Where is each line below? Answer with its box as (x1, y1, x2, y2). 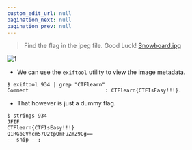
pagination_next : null (7, 16, 72, 23)
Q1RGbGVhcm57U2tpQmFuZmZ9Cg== (7, 131, 94, 138)
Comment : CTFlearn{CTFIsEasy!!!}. (7, 87, 182, 95)
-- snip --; (7, 136, 41, 144)
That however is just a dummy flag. (16, 99, 116, 108)
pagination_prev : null (7, 23, 72, 29)
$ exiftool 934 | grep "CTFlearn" (7, 82, 106, 88)
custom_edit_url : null (7, 10, 72, 17)
